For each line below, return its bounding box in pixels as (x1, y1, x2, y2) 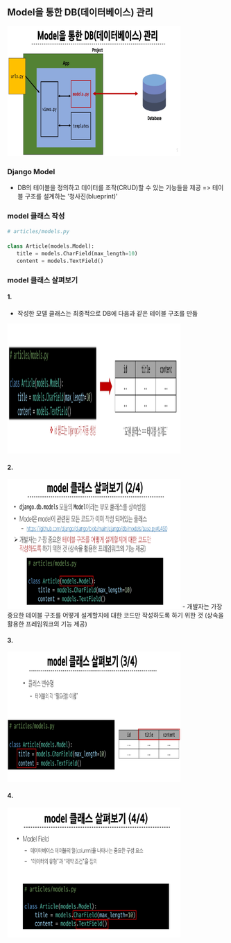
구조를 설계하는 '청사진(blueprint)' (24, 192, 118, 201)
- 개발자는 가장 (182, 602, 223, 611)
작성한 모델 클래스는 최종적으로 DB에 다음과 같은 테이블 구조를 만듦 (17, 309, 198, 317)
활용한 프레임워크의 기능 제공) (7, 620, 88, 628)
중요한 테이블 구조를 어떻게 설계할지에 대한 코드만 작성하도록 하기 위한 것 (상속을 (7, 611, 224, 620)
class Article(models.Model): (7, 243, 95, 250)
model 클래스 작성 (7, 211, 65, 221)
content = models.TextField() (16, 257, 104, 264)
